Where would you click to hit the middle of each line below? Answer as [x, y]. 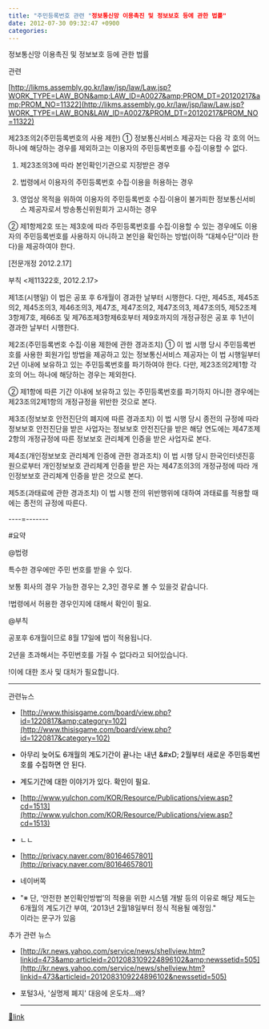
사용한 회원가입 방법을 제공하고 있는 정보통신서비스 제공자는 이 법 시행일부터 [142, 354]
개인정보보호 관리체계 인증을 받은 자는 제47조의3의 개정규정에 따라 [147, 466]
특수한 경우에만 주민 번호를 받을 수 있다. [70, 569]
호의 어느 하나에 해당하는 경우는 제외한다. [72, 375]
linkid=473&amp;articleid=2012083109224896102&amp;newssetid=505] [140, 960]
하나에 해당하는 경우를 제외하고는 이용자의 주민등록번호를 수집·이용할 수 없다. [128, 148]
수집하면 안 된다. [60, 765]
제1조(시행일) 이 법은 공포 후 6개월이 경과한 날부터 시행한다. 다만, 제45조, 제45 [131, 298]
